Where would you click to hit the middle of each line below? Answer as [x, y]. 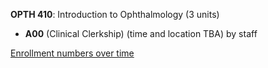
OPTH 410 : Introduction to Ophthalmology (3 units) [115, 14]
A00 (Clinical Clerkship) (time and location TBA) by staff [141, 33]
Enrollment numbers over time [72, 53]
